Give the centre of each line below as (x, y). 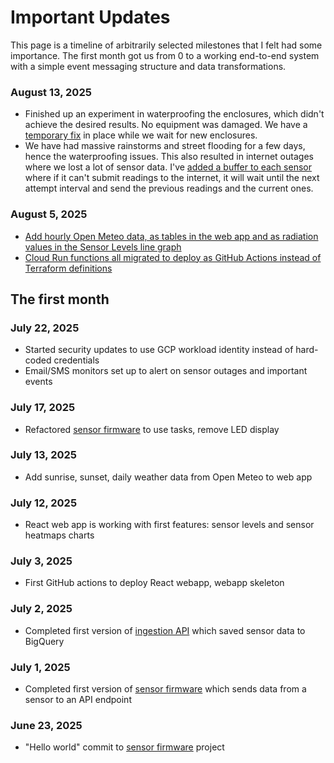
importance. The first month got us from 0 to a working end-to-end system (165, 55)
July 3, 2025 (41, 561)
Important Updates (90, 17)
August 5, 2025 (49, 214)
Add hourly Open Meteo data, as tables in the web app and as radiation (171, 236)
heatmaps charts (59, 535)
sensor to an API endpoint (78, 699)
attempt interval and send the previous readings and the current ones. (169, 188)
